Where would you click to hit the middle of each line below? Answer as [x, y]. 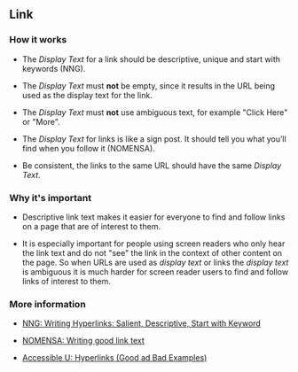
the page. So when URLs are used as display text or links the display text [155, 262]
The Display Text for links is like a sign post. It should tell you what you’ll [154, 139]
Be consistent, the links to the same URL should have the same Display [152, 165]
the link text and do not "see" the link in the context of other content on [152, 252]
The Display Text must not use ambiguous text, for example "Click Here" [155, 112]
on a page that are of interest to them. [91, 226]
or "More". [41, 121]
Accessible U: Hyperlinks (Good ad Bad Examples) [114, 358]
